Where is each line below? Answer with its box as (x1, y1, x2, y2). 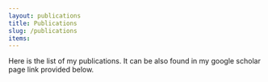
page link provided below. (8, 65, 94, 75)
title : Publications (8, 19, 78, 27)
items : (8, 34, 31, 43)
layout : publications (8, 11, 82, 20)
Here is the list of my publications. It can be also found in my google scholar (8, 56, 261, 66)
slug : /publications (8, 27, 78, 35)
